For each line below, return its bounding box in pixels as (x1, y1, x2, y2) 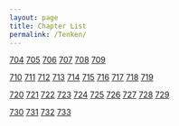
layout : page (9, 13, 59, 22)
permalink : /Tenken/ (9, 30, 88, 39)
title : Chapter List (9, 22, 88, 31)
